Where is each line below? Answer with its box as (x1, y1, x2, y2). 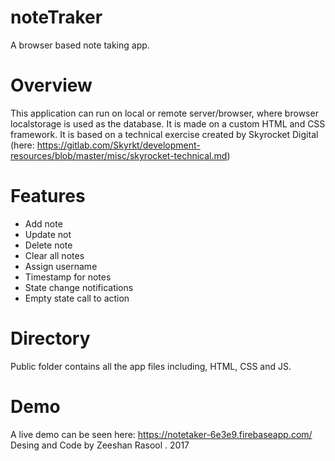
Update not (24, 228, 72, 240)
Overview (10, 74, 93, 97)
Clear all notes (24, 249, 85, 261)
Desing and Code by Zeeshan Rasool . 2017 (10, 439, 190, 451)
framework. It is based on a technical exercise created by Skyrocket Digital (10, 128, 319, 140)
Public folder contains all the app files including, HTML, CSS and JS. (10, 360, 292, 372)
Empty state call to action (24, 292, 130, 304)
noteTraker (10, 6, 103, 29)
